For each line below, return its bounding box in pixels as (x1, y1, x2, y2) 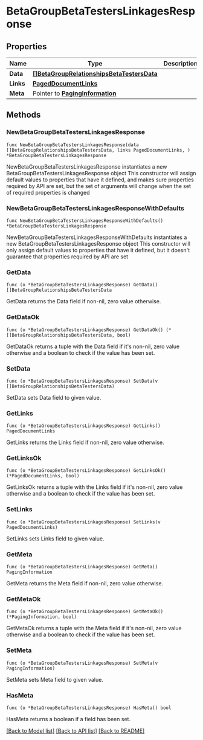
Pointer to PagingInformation (32, 89, 117, 98)
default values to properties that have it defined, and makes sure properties (6, 176, 195, 183)
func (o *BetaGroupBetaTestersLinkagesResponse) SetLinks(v (6, 519, 161, 525)
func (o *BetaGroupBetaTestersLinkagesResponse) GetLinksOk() (6, 468, 166, 474)
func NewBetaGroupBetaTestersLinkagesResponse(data (6, 141, 139, 148)
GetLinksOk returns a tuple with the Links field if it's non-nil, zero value (6, 483, 183, 491)
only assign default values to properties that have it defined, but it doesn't (6, 246, 190, 254)
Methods (6, 110, 41, 120)
